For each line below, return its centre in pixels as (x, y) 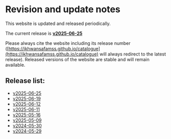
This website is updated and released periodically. (58, 23)
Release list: (25, 81)
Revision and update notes (63, 9)
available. (15, 65)
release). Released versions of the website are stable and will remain (77, 59)
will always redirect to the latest (133, 54)
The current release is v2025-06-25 (44, 33)
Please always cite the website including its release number (68, 43)
